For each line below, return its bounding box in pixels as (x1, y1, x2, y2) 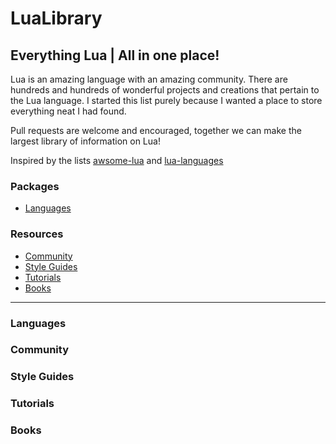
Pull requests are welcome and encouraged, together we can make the (10, 125, 302, 136)
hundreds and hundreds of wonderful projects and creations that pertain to (10, 84, 320, 96)
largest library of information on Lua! (10, 135, 161, 147)
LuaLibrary (10, 7, 103, 30)
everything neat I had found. (10, 105, 127, 117)
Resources (10, 227, 64, 241)
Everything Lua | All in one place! (10, 47, 220, 64)
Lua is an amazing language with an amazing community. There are (10, 73, 288, 85)
